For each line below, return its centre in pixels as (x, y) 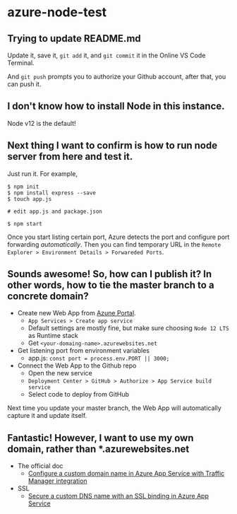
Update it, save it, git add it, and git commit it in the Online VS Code (107, 55)
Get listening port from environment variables (84, 351)
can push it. (24, 84)
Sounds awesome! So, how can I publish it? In (110, 274)
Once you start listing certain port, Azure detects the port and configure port (119, 237)
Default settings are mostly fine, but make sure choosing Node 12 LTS (128, 328)
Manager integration (57, 481)
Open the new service (60, 373)
